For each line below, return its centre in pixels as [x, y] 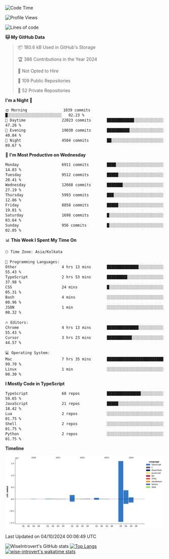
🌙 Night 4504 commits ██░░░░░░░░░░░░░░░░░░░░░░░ [84, 140]
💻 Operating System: [28, 353]
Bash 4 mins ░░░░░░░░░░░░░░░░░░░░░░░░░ [84, 297]
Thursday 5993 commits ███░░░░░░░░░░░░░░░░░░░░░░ [84, 195]
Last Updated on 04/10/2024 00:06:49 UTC [51, 537]
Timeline [15, 448]
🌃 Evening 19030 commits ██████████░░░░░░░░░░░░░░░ [84, 130]
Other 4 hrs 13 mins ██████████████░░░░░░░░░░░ [84, 267]
